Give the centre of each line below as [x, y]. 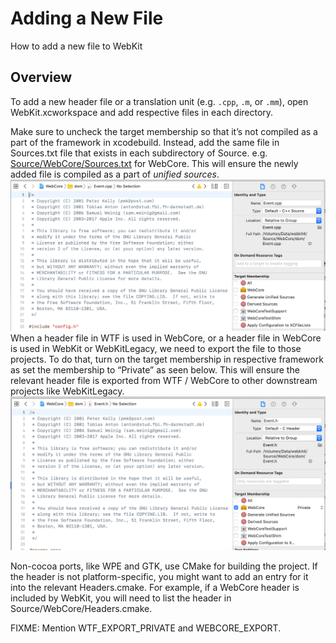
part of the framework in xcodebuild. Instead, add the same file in [145, 142]
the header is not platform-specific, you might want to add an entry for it [159, 577]
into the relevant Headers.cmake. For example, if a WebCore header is [155, 588]
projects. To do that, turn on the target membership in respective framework [167, 359]
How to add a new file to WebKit [76, 46]
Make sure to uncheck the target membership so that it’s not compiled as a [164, 131]
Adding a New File [87, 18]
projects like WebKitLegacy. [67, 391]
